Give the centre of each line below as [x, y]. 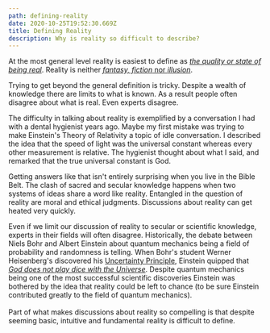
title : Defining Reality [50, 31]
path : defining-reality [48, 16]
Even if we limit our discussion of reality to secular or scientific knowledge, [133, 227]
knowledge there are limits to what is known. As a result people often [123, 94]
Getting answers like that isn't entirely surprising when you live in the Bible [132, 177]
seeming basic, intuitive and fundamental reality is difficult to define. [122, 321]
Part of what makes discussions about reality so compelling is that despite [132, 312]
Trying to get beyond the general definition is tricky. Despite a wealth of [127, 85]
